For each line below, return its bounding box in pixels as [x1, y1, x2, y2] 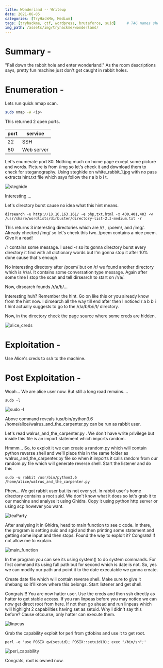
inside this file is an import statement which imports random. [5, 435, 126, 441]
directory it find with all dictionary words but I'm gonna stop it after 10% [5, 249, 148, 255]
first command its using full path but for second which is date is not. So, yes [5, 562, 157, 567]
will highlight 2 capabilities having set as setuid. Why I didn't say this [5, 606, 142, 612]
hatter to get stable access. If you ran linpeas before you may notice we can [5, 596, 157, 601]
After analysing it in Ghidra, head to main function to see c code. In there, [5, 522, 151, 528]
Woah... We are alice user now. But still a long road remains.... [5, 388, 129, 394]
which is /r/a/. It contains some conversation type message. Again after [5, 269, 147, 275]
